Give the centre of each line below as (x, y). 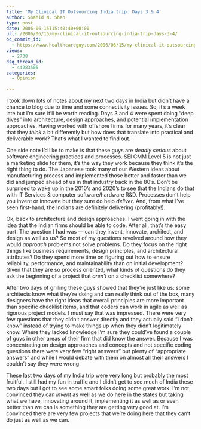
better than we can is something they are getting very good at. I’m (87, 407)
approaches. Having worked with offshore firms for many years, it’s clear (96, 126)
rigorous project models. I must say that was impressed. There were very (96, 313)
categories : (21, 73)
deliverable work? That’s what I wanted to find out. (68, 139)
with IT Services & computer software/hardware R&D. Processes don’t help (99, 195)
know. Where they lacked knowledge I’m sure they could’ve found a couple (99, 332)
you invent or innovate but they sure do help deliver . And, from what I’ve (95, 201)
